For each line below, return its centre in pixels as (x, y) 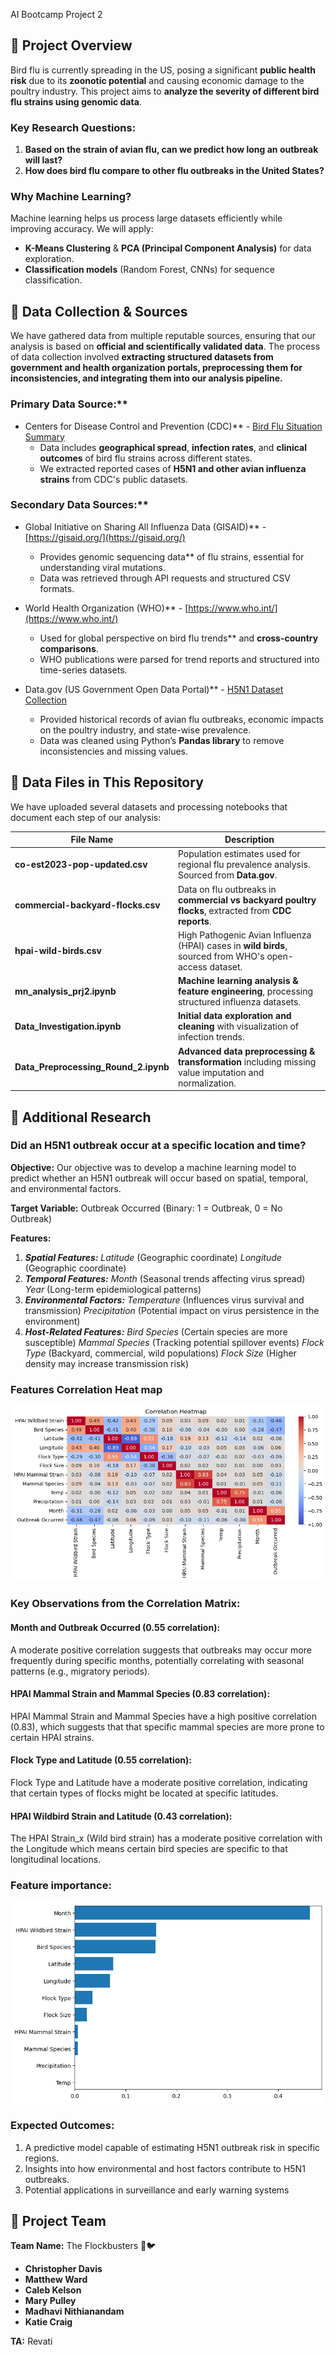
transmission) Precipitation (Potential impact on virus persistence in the (172, 1310)
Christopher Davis (63, 2269)
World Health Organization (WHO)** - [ (106, 608)
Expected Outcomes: (62, 2126)
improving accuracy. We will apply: (82, 229)
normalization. (207, 1083)
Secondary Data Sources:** (79, 505)
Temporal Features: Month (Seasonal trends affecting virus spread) (165, 1278)
